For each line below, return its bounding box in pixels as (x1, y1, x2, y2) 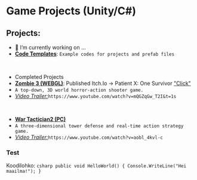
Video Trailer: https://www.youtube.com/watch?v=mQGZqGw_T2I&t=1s (14, 93, 177, 99)
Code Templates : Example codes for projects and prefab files (14, 50, 175, 57)
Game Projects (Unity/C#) (6, 4, 136, 18)
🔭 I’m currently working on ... (14, 44, 86, 51)
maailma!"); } (6, 169, 42, 175)
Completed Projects (14, 74, 64, 80)
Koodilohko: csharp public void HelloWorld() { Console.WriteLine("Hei (6, 162, 187, 169)
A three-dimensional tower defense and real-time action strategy (14, 123, 184, 129)
